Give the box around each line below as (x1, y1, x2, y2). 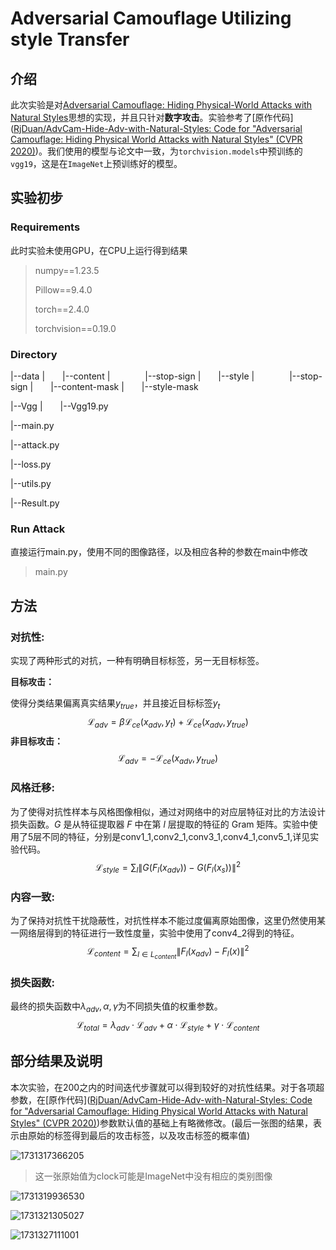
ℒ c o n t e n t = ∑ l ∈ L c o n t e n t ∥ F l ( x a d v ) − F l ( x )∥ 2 (86, 943, 250, 961)
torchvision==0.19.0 (34, 322, 117, 334)
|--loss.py (10, 458, 52, 470)
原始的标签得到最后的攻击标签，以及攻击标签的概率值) (27, 1129, 251, 1141)
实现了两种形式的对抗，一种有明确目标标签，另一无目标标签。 (10, 654, 265, 666)
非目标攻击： (10, 735, 63, 747)
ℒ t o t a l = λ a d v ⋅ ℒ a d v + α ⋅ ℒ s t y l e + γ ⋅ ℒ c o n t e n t (76, 1019, 260, 1034)
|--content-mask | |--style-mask (50, 380, 199, 392)
